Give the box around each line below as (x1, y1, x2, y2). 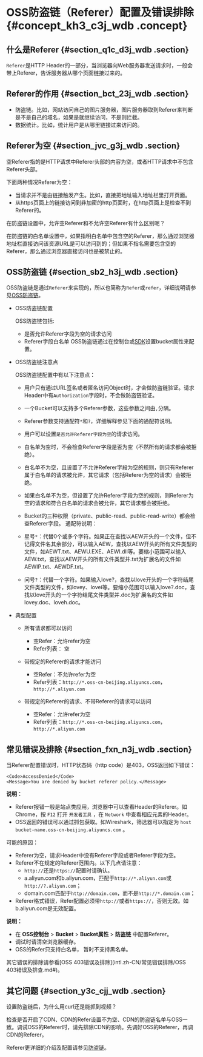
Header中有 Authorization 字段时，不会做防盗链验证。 (24, 392, 158, 399)
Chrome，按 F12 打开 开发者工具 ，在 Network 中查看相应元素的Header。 (15, 811, 192, 818)
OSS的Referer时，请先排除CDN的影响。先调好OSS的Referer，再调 (27, 1024, 193, 1031)
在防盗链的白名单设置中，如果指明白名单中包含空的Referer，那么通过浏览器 (6, 232, 195, 240)
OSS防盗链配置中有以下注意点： (15, 371, 96, 379)
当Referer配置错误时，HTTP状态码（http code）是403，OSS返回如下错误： (6, 762, 196, 769)
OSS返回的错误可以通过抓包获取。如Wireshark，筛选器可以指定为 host (15, 819, 192, 826)
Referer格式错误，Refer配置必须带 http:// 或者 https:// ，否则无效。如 (15, 897, 189, 905)
